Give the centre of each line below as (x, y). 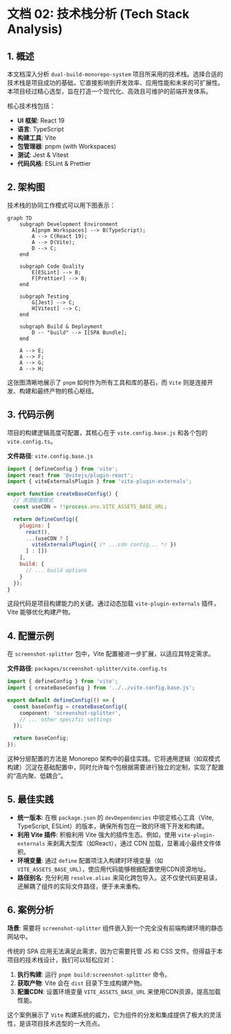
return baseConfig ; (41, 738)
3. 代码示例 (31, 414)
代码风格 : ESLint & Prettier (54, 163)
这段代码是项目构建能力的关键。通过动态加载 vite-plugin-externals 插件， (113, 603)
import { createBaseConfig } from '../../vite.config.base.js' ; (101, 688)
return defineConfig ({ (46, 519)
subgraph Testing (44, 297)
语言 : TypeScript (40, 129)
